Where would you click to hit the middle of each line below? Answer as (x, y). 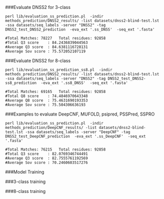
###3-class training (25, 181)
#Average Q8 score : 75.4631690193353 (47, 100)
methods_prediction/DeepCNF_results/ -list (51, 127)
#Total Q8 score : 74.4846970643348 (47, 96)
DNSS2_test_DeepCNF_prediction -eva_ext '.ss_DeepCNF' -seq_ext (76, 136)
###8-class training (25, 191)
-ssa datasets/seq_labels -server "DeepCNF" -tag (78, 132)
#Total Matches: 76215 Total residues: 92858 (56, 149)
